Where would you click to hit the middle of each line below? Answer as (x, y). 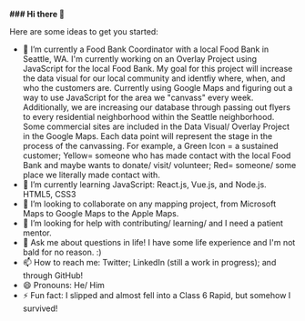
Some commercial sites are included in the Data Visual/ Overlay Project (156, 126)
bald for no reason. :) (62, 252)
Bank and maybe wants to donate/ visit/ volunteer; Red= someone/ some (159, 165)
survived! (40, 308)
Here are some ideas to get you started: (84, 31)
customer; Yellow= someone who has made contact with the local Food (157, 155)
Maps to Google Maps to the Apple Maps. (101, 213)
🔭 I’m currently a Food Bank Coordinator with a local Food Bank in (146, 49)
